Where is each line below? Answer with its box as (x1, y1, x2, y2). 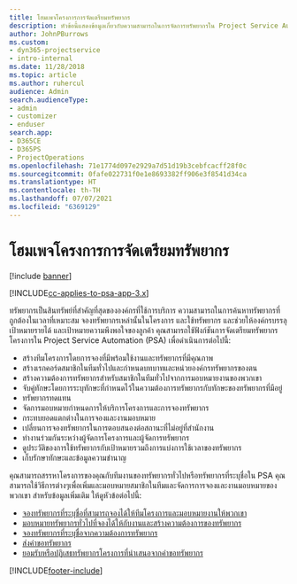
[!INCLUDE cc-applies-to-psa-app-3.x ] (9, 287, 149, 298)
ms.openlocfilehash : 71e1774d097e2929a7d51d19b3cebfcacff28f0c (9, 161, 247, 170)
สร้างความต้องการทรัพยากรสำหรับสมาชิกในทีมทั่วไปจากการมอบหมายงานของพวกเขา (21, 372, 263, 383)
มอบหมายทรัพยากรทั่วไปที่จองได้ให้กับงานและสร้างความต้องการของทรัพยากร (21, 518, 242, 528)
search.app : (9, 128, 53, 137)
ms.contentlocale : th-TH (9, 186, 101, 195)
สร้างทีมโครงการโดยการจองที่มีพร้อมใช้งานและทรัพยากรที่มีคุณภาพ (21, 352, 214, 363)
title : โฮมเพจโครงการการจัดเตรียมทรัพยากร (9, 12, 131, 22)
